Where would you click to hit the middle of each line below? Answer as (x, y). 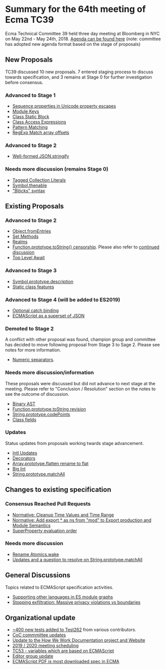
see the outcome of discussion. (37, 394)
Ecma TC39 (29, 20)
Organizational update (40, 618)
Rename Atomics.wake (36, 554)
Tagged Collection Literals (39, 180)
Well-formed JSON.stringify (41, 156)
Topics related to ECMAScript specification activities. (59, 587)
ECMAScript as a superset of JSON (49, 316)
